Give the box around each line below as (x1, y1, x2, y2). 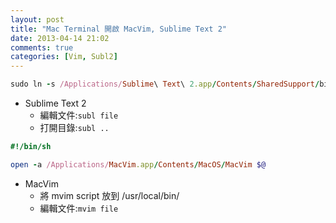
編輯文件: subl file (39, 109, 119, 121)
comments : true (10, 42, 74, 53)
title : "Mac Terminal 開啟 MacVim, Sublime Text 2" (10, 24, 227, 34)
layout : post (10, 14, 65, 25)
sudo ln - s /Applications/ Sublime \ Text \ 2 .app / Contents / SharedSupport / (10, 79, 320, 90)
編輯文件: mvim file (39, 202, 119, 214)
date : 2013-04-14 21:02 (10, 33, 110, 43)
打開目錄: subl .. (39, 122, 110, 133)
